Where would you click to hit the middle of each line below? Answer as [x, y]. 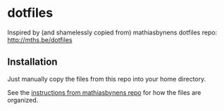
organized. [23, 100]
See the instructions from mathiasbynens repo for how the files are [104, 92]
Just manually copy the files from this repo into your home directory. [107, 79]
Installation [32, 62]
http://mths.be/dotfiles [40, 39]
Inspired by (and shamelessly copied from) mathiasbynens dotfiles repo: [112, 32]
